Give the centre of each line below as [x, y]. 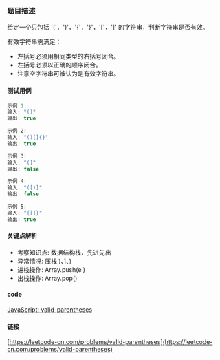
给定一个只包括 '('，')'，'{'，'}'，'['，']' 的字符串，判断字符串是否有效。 [108, 27]
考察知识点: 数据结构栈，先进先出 [64, 252]
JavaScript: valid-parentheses [50, 310]
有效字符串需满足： [34, 42]
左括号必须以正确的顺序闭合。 [59, 65]
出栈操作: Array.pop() [47, 278]
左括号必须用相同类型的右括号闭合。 [68, 56]
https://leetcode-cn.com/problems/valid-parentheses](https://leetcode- [111, 342]
